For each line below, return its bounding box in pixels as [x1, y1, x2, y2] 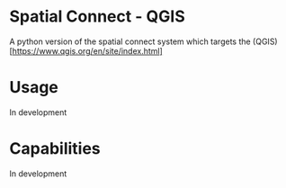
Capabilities [9, 139, 101, 159]
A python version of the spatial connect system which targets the [9, 36, 251, 47]
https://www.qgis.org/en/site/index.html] [12, 45, 164, 56]
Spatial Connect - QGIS [9, 6, 186, 27]
